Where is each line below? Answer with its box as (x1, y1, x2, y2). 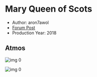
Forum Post (12, 24, 35, 30)
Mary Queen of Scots (5, 3, 92, 15)
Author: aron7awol (12, 19, 49, 25)
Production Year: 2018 (12, 30, 57, 36)
